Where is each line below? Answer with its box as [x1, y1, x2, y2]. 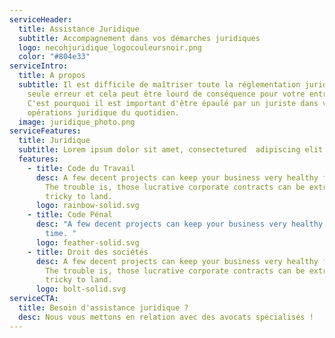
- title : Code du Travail [27, 163, 136, 173]
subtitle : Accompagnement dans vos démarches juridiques [18, 33, 261, 43]
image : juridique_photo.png [18, 117, 136, 127]
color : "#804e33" [18, 52, 91, 62]
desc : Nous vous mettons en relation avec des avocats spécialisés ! [18, 312, 314, 322]
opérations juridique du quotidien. [27, 107, 181, 118]
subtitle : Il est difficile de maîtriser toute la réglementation [18, 80, 301, 90]
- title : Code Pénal [27, 210, 113, 220]
